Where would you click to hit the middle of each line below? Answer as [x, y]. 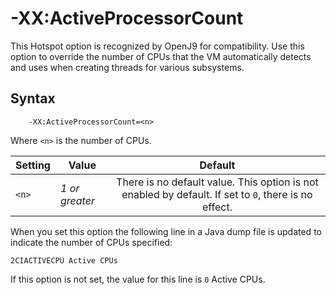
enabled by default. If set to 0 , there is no [217, 194]
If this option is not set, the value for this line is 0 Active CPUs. [138, 279]
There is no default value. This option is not [217, 182]
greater [77, 200]
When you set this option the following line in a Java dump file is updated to [166, 231]
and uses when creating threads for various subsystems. [127, 67]
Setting [33, 165]
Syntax [33, 98]
